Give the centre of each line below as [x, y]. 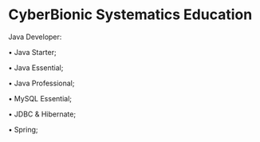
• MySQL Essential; [40, 98]
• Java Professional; [41, 83]
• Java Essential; [36, 67]
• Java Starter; [33, 52]
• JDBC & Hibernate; [42, 114]
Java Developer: [35, 37]
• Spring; [23, 129]
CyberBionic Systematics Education [130, 15]
